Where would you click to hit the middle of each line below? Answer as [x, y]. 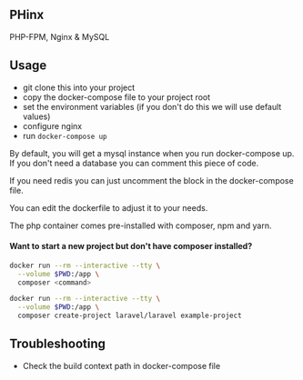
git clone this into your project [79, 87]
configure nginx [52, 125]
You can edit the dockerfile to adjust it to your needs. [109, 207]
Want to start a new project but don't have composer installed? [131, 246]
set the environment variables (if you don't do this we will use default [152, 106]
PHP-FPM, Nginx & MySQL [60, 36]
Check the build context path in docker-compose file [121, 365]
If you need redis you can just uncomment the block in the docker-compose [151, 180]
